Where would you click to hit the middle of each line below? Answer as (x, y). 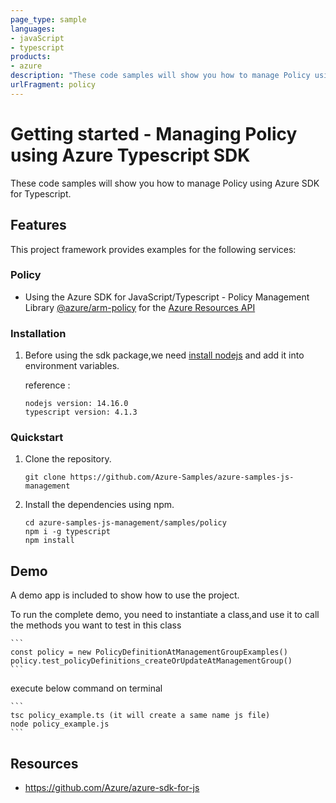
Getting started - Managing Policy (154, 133)
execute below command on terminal (86, 688)
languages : (33, 29)
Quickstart (37, 438)
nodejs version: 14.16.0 (76, 404)
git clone (45, 477)
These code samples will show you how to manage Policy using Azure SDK (165, 183)
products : (31, 57)
